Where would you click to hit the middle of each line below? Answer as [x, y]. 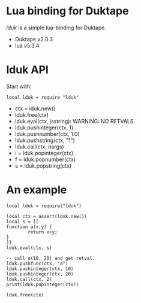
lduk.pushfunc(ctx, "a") [37, 263]
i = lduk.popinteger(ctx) [44, 153]
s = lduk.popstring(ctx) [43, 165]
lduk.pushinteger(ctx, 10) [40, 269]
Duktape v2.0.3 [34, 39]
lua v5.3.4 [27, 46]
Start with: [19, 86]
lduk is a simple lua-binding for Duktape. [56, 28]
